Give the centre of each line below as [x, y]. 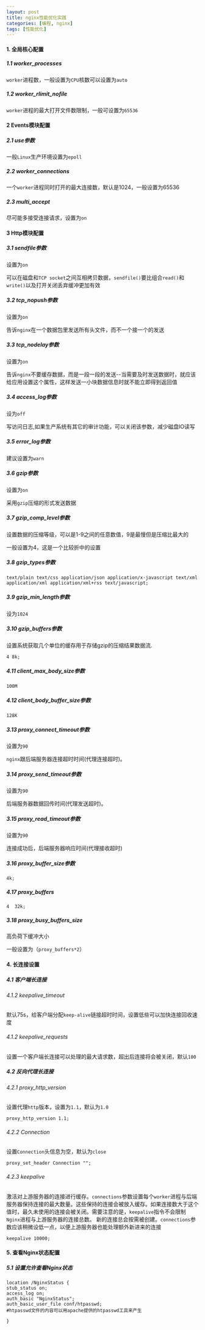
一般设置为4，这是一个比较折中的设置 [54, 547]
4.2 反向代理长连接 [30, 1071]
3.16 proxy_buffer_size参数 [41, 863]
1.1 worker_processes [34, 63]
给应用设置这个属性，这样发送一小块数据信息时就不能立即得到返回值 [92, 382]
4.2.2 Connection [28, 1132]
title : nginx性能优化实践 [37, 18]
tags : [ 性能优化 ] [27, 29]
